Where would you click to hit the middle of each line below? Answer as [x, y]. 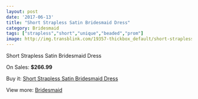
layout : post [22, 11]
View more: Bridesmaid [34, 90]
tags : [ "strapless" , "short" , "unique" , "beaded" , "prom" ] [75, 34]
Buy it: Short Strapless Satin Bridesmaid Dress [62, 78]
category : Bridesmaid [33, 28]
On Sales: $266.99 [29, 67]
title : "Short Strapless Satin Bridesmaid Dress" [68, 22]
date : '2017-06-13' [30, 17]
